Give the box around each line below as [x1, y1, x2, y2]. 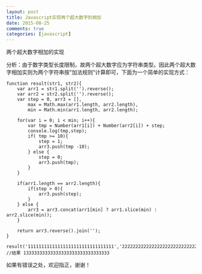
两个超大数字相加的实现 [6, 49, 64, 56]
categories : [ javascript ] [6, 31, 71, 37]
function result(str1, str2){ [6, 81, 82, 87]
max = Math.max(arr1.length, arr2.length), [28, 102, 138, 108]
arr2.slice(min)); [6, 212, 52, 218]
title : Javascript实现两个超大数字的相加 [6, 14, 102, 20]
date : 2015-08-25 [6, 20, 50, 26]
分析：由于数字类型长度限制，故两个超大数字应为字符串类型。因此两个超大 [6, 61, 191, 68]
